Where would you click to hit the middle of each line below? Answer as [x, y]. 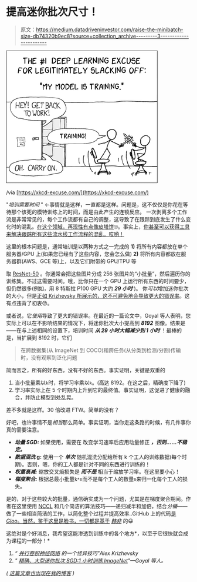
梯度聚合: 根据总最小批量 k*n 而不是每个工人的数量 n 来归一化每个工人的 [98, 479]
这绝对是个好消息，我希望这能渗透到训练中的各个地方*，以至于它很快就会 [95, 533]
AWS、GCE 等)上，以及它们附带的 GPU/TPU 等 [80, 261]
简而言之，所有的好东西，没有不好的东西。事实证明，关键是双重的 [86, 370]
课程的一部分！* [30, 541]
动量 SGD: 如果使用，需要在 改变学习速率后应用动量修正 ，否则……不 [98, 442]
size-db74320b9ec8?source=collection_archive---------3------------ [105, 36]
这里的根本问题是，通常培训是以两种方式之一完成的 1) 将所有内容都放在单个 [97, 246]
